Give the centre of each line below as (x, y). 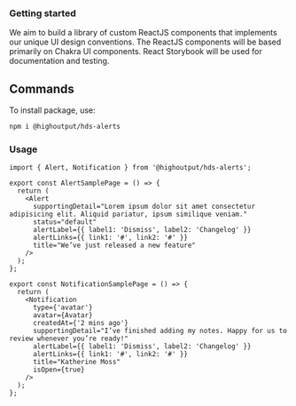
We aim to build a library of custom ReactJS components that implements (143, 33)
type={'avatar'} (62, 308)
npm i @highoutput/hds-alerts (65, 127)
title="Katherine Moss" (77, 362)
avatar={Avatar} (62, 315)
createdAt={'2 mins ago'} (80, 323)
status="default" (65, 222)
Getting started (43, 13)
